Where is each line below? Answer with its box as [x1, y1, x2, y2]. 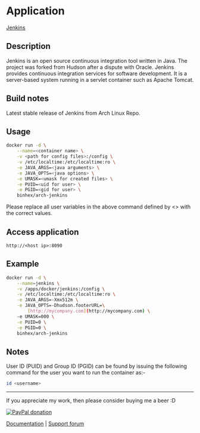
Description [6, 41, 51, 51]
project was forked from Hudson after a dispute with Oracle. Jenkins [6, 63, 174, 70]
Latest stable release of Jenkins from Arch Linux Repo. [6, 109, 141, 116]
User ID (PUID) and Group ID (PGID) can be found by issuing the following [6, 363, 187, 370]
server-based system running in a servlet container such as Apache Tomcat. [6, 76, 194, 83]
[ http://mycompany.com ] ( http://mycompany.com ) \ [27, 308, 151, 314]
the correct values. [6, 210, 52, 217]
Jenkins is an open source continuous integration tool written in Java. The [6, 57, 187, 64]
